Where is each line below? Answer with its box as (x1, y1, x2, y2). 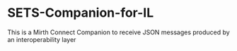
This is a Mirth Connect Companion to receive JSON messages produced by (7, 28, 230, 36)
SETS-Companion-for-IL (7, 5, 154, 21)
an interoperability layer (7, 35, 76, 43)
